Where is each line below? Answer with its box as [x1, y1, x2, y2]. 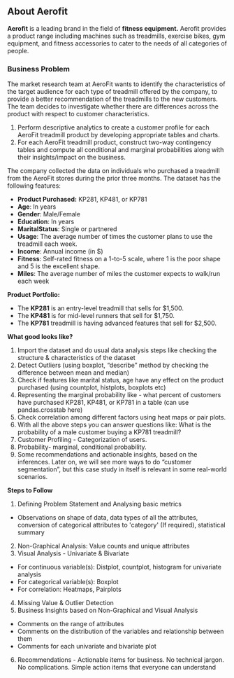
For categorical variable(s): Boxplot [17, 578, 119, 586]
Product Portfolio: [7, 291, 61, 299]
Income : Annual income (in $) [17, 247, 103, 256]
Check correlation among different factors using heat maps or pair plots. [17, 413, 226, 422]
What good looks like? [7, 333, 73, 341]
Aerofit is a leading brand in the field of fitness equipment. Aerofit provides [7, 24, 227, 32]
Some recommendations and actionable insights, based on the [17, 450, 198, 459]
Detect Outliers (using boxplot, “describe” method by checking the [17, 361, 210, 370]
